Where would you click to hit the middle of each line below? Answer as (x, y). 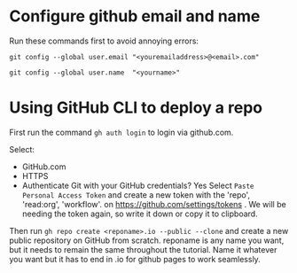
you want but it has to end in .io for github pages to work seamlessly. (135, 259)
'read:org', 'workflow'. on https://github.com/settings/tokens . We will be (154, 204)
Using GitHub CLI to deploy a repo (136, 108)
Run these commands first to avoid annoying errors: (104, 41)
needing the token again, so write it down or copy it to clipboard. (140, 214)
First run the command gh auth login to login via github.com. (121, 132)
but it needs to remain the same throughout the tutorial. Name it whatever (143, 249)
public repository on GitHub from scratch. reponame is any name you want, (147, 240)
